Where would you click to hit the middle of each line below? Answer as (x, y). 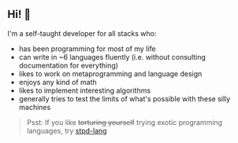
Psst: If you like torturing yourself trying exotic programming (124, 122)
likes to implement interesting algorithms (85, 90)
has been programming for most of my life (87, 49)
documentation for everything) (69, 65)
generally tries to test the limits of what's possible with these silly (125, 98)
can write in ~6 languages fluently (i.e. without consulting (112, 57)
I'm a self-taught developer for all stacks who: (82, 33)
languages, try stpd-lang (67, 130)
